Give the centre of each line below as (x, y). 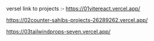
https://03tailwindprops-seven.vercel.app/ (58, 31)
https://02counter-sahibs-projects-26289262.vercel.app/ (77, 20)
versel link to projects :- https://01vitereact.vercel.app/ (73, 9)
